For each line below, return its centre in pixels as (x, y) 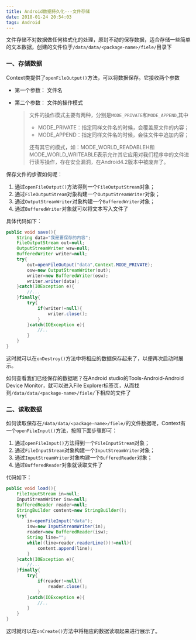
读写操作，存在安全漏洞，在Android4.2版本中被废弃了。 (102, 162)
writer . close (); (68, 314)
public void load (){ (31, 489)
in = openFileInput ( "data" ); (60, 521)
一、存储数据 (24, 64)
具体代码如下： (24, 221)
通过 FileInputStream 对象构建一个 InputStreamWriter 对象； (85, 450)
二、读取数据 (24, 409)
